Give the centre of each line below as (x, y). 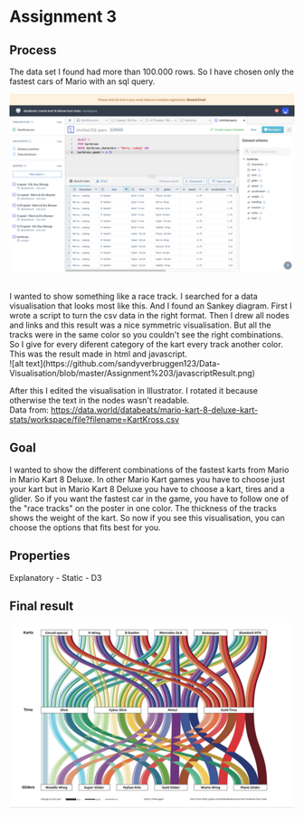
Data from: (29, 410)
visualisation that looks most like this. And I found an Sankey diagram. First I (151, 306)
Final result (42, 607)
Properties (40, 556)
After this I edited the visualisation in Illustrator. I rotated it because (133, 390)
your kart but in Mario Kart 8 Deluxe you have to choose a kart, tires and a (147, 489)
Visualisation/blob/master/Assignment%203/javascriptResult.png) (133, 373)
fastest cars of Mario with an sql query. (82, 81)
